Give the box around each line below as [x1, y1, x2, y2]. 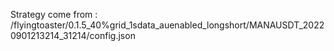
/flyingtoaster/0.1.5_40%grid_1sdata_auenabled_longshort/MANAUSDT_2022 [10, 19, 325, 31]
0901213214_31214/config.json [10, 30, 136, 41]
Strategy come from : [10, 9, 98, 20]
